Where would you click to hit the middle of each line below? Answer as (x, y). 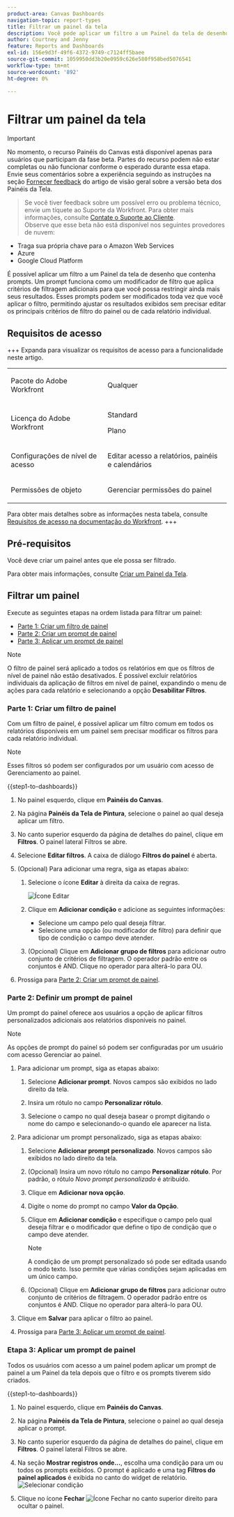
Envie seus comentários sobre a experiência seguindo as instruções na (109, 175)
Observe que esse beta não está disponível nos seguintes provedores (124, 225)
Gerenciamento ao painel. (44, 773)
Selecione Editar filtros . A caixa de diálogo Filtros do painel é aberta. (117, 855)
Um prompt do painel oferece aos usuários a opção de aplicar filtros (105, 1013)
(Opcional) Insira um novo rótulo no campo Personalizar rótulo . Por (125, 1172)
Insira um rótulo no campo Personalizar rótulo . (95, 1103)
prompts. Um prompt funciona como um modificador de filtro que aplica (110, 282)
